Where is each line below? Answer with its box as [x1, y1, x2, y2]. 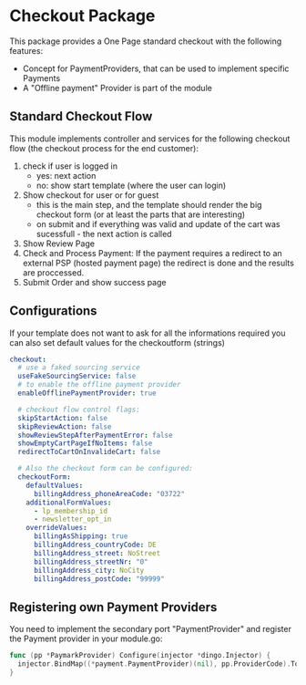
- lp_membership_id [33, 506, 107, 515]
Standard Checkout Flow [9, 109, 153, 124]
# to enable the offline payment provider [17, 380, 181, 389]
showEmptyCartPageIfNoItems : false [17, 439, 153, 448]
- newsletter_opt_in [33, 514, 112, 524]
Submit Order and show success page [22, 276, 167, 287]
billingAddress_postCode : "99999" [33, 574, 166, 584]
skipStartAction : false [17, 413, 107, 422]
